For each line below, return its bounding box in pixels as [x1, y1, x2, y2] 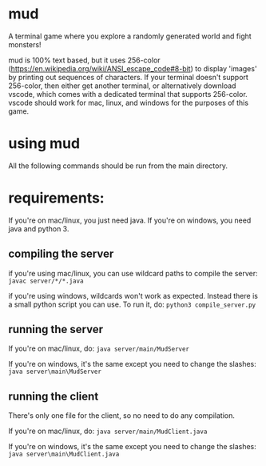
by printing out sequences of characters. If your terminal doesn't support [8, 72, 249, 82]
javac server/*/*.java [8, 277, 84, 285]
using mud [8, 135, 81, 153]
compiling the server [8, 247, 114, 261]
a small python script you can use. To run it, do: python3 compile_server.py [8, 299, 256, 309]
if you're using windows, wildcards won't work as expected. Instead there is [8, 291, 258, 300]
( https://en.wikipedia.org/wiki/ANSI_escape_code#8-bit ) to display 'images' [8, 63, 257, 73]
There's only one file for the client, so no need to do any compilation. [8, 411, 236, 420]
